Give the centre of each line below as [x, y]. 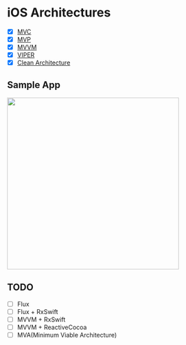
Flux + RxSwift [37, 311]
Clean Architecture [44, 63]
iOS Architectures [59, 13]
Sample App [34, 85]
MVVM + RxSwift [41, 320]
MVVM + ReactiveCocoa [52, 327]
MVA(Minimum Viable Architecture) [67, 335]
